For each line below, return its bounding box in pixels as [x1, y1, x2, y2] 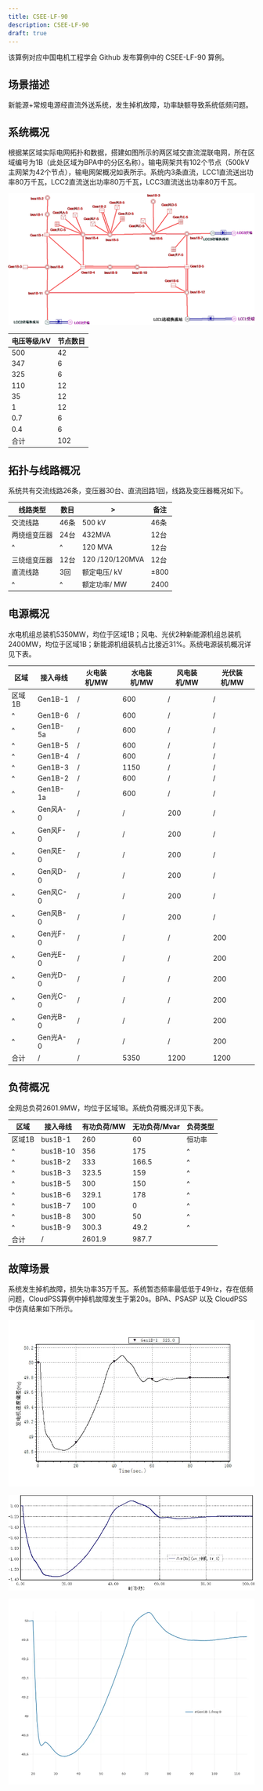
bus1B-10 [41, 1146, 76, 1156]
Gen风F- [38, 825, 67, 835]
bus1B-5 [41, 1179, 71, 1189]
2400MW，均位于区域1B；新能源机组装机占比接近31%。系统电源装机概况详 [8, 639, 252, 649]
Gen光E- [38, 950, 67, 959]
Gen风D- [38, 867, 68, 876]
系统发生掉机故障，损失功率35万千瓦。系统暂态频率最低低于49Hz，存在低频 [8, 1284, 254, 1293]
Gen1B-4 [38, 751, 69, 761]
